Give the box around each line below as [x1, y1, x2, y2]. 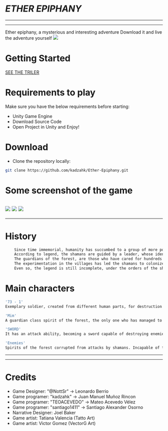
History [5, 231, 37, 242]
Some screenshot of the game [5, 184, 133, 196]
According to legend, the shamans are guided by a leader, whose [14, 252, 153, 257]
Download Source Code [12, 119, 62, 125]
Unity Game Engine [12, 113, 52, 119]
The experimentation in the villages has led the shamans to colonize [14, 261, 164, 266]
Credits [5, 372, 36, 383]
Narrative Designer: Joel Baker [12, 409, 76, 415]
